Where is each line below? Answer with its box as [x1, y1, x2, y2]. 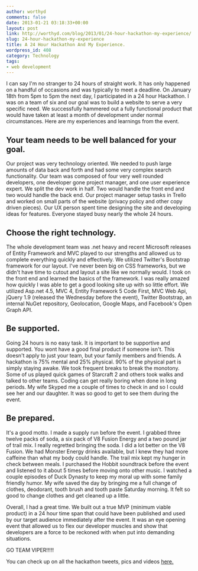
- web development [6, 63, 51, 70]
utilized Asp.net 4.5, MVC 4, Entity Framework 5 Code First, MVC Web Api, [6, 288, 187, 294]
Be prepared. [6, 413, 55, 423]
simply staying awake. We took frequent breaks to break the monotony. [6, 364, 180, 371]
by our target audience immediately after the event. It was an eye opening [6, 516, 186, 523]
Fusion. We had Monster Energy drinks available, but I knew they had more [6, 448, 189, 455]
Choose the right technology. [6, 228, 116, 238]
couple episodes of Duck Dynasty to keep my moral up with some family [6, 473, 183, 480]
